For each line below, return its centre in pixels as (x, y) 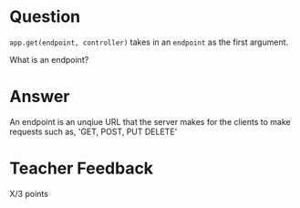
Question (45, 17)
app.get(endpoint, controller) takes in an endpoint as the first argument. (149, 42)
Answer (40, 97)
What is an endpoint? (49, 59)
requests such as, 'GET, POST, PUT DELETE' (93, 131)
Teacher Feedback (81, 168)
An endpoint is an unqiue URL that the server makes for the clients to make (150, 121)
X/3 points (29, 193)
